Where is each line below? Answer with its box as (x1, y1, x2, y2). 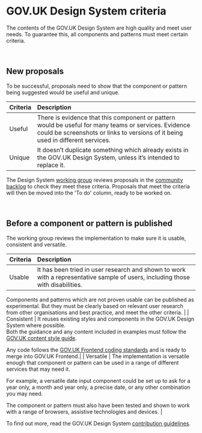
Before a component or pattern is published (6, 219, 173, 229)
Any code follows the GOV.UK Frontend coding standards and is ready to (6, 346, 186, 353)
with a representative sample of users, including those (37, 273, 191, 281)
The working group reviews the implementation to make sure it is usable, (6, 234, 186, 242)
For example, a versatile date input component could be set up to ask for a (6, 377, 191, 384)
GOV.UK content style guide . (6, 334, 77, 342)
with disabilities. (37, 280, 82, 289)
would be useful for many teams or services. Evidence (37, 121, 191, 129)
